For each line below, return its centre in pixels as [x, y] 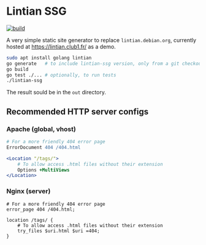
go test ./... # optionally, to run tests [61, 75]
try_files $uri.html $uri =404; [59, 231]
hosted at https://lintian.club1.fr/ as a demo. [61, 47]
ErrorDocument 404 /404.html [44, 147]
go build [17, 69]
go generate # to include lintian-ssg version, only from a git [93, 63]
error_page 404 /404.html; [41, 209]
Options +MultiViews [44, 170]
